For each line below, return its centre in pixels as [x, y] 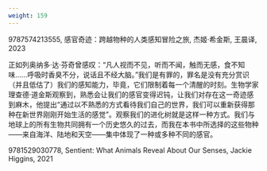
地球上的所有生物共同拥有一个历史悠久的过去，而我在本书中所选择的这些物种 [133, 124]
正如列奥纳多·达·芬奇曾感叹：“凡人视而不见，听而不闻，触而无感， [116, 64]
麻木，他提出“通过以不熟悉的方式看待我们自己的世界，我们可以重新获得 [132, 104]
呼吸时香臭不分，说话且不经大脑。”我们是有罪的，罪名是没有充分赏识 [139, 74]
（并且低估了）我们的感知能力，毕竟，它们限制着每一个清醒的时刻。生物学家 [133, 84]
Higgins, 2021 [31, 158]
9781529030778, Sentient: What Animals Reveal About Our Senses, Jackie [130, 150]
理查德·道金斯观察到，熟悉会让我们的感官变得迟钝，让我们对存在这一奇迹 [128, 94]
